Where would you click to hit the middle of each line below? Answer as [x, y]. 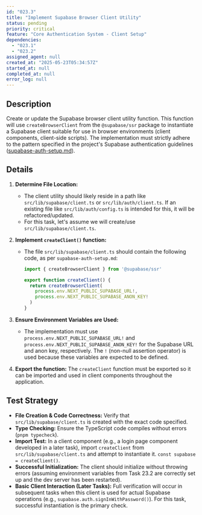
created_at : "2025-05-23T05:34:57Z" [52, 62]
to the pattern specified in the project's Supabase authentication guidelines [100, 144]
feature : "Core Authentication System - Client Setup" [77, 34]
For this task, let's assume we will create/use [80, 221]
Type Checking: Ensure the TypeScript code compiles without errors [101, 428]
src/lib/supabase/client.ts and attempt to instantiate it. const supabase [105, 454]
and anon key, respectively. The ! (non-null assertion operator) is [105, 350]
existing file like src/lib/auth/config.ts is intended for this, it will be [109, 209]
